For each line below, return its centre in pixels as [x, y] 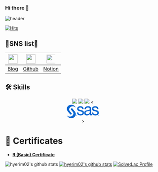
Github [31, 69]
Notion [51, 69]
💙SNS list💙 [22, 44]
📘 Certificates [34, 141]
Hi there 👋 [17, 8]
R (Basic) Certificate [34, 154]
